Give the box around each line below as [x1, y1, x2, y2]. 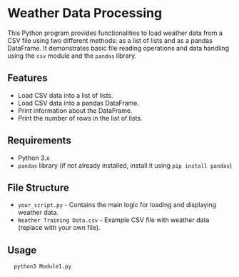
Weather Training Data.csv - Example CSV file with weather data [17, 216, 210, 224]
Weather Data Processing [7, 5, 163, 21]
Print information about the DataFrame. [17, 106, 133, 115]
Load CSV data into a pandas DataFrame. [17, 99, 140, 107]
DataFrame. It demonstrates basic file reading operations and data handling [7, 44, 230, 52]
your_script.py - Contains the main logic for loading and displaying [17, 201, 216, 209]
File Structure [7, 181, 69, 193]
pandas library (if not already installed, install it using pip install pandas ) [17, 161, 233, 169]
